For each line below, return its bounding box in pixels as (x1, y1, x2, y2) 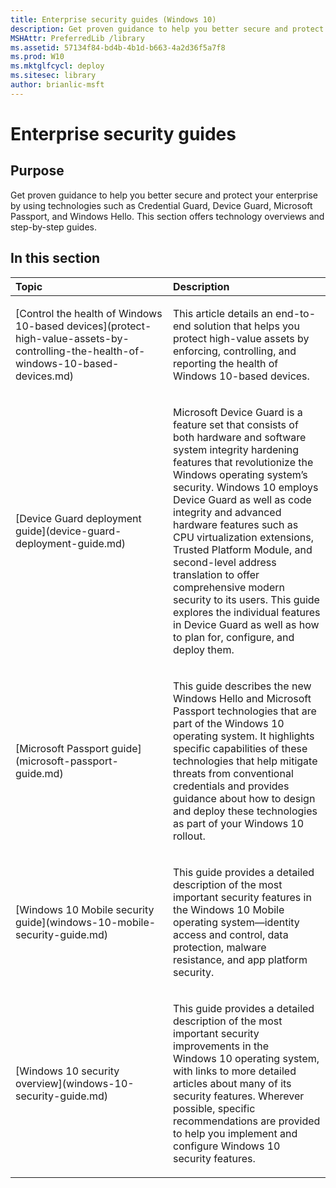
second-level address (173, 555, 277, 569)
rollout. (173, 829, 206, 843)
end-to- (275, 306, 317, 320)
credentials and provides (173, 779, 290, 793)
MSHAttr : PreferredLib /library (10, 33, 145, 43)
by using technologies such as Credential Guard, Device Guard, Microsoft (10, 199, 313, 211)
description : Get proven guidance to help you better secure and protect (10, 24, 325, 34)
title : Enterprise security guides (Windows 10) (10, 14, 217, 25)
